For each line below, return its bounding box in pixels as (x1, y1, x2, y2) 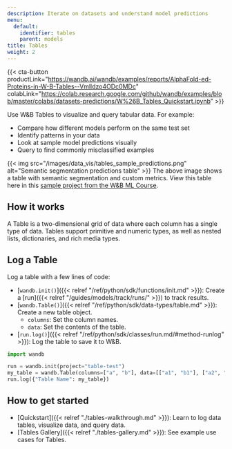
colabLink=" (7, 89, 42, 97)
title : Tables (7, 42, 48, 49)
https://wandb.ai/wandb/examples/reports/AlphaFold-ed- (48, 75, 212, 83)
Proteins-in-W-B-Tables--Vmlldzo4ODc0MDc (7, 82, 136, 90)
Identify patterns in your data (17, 131, 100, 139)
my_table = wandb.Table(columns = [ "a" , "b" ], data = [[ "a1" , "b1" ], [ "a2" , (7, 370, 221, 376)
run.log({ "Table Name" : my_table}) (7, 376, 110, 383)
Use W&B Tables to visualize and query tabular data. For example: (7, 110, 195, 118)
